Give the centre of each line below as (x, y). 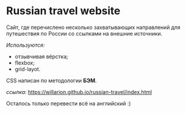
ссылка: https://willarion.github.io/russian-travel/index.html (79, 92)
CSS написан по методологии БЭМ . (51, 80)
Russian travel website (63, 11)
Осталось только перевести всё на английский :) (69, 103)
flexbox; (25, 63)
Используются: (26, 45)
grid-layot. (27, 69)
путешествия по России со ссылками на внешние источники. (84, 33)
